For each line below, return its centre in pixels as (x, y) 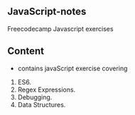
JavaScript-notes (47, 12)
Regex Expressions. (47, 89)
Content (26, 51)
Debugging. (35, 97)
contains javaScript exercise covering (72, 68)
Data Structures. (42, 104)
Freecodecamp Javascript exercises (60, 28)
